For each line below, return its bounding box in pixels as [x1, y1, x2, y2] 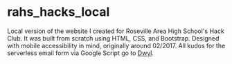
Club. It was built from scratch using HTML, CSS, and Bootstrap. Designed [7, 34, 220, 42]
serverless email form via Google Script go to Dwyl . [7, 49, 154, 57]
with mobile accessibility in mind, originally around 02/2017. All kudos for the [7, 41, 226, 50]
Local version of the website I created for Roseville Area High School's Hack [7, 27, 225, 35]
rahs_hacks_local [7, 4, 110, 20]
